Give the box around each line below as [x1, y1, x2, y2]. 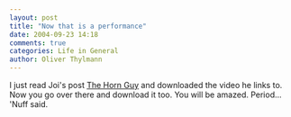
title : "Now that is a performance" [9, 22, 147, 31]
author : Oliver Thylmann [9, 55, 103, 64]
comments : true [9, 38, 67, 48]
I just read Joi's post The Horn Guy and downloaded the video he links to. [9, 80, 283, 90]
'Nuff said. [9, 99, 49, 109]
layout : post [9, 13, 59, 22]
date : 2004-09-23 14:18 [9, 30, 99, 39]
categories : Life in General [9, 47, 119, 56]
